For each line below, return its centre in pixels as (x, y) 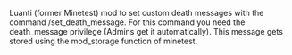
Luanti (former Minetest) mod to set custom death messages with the (137, 13)
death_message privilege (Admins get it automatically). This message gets (146, 31)
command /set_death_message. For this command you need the (127, 22)
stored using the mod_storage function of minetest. (104, 41)
